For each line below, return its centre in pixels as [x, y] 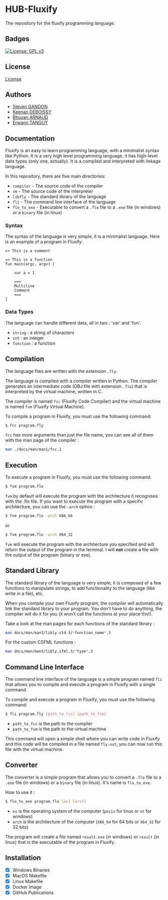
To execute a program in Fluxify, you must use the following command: [78, 477]
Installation [23, 858]
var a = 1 [25, 273]
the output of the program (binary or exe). [48, 555]
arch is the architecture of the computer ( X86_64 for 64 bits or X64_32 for [87, 822]
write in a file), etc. [24, 593]
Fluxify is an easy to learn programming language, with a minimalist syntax [82, 151]
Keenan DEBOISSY [32, 112]
